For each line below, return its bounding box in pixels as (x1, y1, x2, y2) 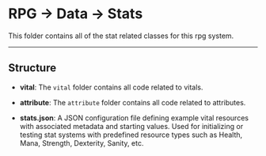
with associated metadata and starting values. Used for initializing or (19, 121, 244, 131)
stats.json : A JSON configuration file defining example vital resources (19, 112, 249, 123)
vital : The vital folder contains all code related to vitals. (19, 82, 203, 92)
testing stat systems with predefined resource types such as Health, (19, 130, 243, 139)
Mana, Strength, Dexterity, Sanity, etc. (19, 138, 144, 147)
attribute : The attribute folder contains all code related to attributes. (19, 97, 246, 107)
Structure (8, 61, 57, 75)
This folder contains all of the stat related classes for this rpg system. (8, 31, 234, 40)
